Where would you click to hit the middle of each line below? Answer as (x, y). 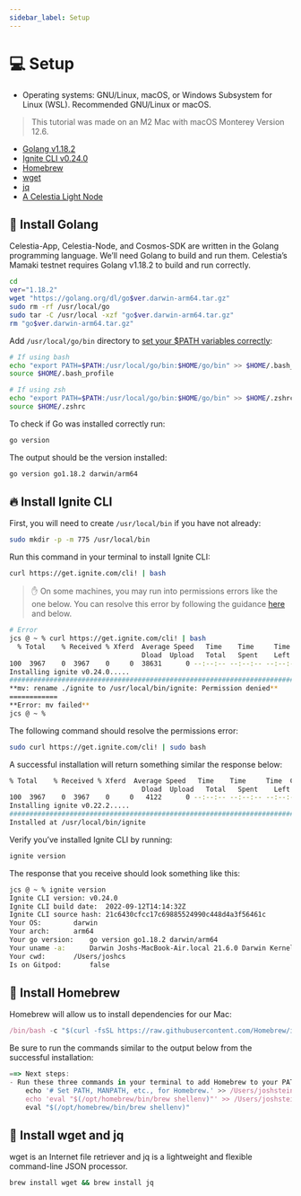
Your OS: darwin (54, 923)
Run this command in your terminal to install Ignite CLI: (110, 557)
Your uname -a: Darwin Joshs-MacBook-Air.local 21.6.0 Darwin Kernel (152, 948)
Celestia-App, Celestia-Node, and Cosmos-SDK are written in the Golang (144, 246)
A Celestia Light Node (62, 196)
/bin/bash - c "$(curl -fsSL (62, 1031)
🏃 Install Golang (54, 224)
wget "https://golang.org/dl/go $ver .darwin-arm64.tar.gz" (120, 299)
